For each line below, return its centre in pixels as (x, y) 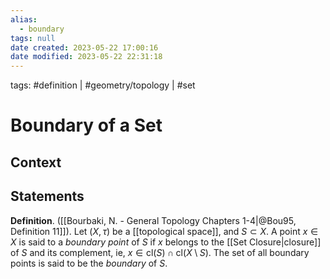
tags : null (33, 38)
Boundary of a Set (86, 125)
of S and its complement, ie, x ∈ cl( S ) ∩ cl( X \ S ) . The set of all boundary (160, 252)
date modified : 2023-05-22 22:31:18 (86, 57)
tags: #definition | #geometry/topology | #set (103, 85)
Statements (47, 196)
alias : (24, 19)
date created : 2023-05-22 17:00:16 (84, 47)
